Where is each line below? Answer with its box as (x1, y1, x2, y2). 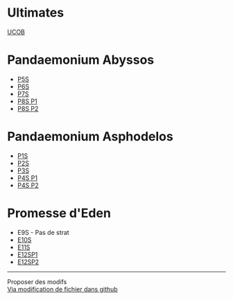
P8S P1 (17, 97, 37, 105)
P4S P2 (17, 181, 40, 189)
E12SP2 (17, 258, 40, 266)
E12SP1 (17, 250, 38, 258)
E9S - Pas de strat (17, 228, 69, 236)
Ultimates (7, 5, 64, 21)
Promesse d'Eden (7, 206, 111, 221)
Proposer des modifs (7, 277, 67, 285)
